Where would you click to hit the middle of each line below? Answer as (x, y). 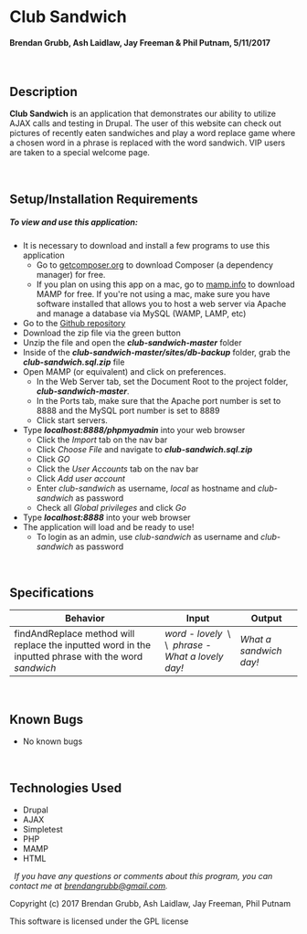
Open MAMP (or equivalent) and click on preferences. (124, 371)
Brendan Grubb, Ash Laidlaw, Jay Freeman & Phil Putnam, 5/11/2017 (140, 42)
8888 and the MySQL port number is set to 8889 (128, 410)
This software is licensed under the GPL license (99, 921)
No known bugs (53, 741)
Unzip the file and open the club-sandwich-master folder (132, 342)
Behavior (85, 619)
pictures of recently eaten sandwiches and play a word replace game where (153, 133)
